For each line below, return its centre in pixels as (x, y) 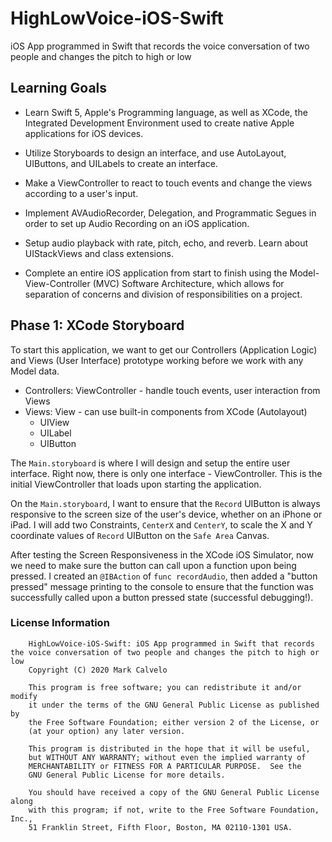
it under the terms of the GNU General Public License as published (174, 705)
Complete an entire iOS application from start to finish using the (156, 273)
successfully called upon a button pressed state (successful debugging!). (162, 597)
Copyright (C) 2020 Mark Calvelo (98, 670)
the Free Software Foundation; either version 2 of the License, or (174, 722)
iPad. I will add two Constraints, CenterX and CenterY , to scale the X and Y (161, 524)
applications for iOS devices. (84, 133)
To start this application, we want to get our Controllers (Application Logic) (164, 349)
